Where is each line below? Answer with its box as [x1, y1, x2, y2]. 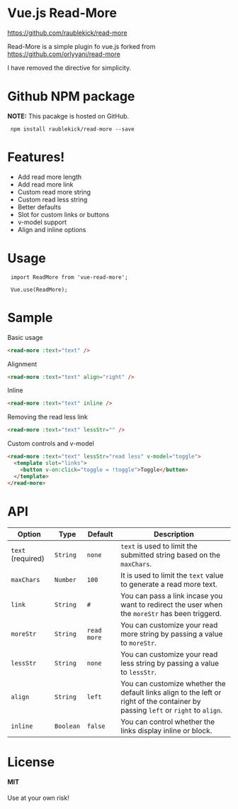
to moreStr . [120, 637, 157, 647]
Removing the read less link [7, 413, 89, 422]
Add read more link [17, 180, 74, 189]
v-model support [17, 218, 67, 226]
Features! [7, 149, 65, 165]
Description [153, 529, 195, 539]
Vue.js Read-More [7, 5, 117, 21]
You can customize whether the [120, 678, 226, 688]
